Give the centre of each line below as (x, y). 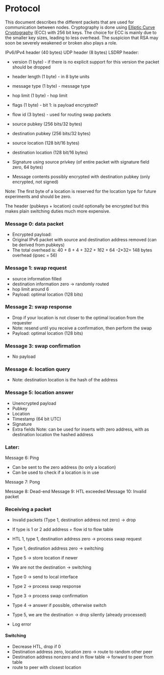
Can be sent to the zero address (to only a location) (64, 467)
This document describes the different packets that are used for (70, 22)
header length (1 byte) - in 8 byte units (51, 76)
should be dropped (31, 67)
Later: (12, 447)
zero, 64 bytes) (28, 167)
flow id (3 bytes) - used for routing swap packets (61, 114)
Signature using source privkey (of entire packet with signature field (81, 162)
